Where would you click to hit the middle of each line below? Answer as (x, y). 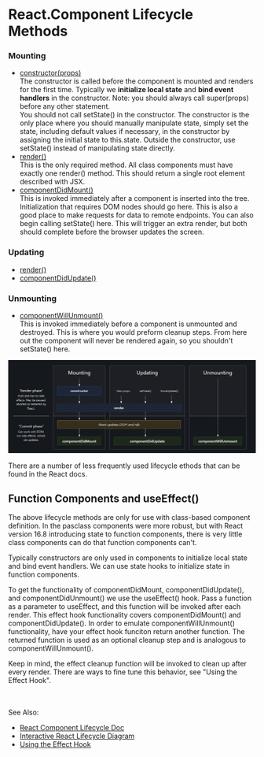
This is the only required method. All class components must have (126, 165)
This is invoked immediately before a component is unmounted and (128, 324)
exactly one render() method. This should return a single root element (132, 173)
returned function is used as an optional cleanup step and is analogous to (127, 640)
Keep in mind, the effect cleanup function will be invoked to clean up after (128, 664)
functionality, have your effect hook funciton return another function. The (126, 632)
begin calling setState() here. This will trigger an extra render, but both (133, 224)
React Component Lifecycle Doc (71, 728)
